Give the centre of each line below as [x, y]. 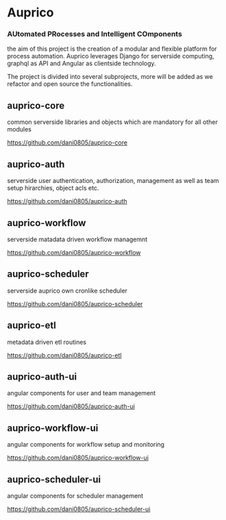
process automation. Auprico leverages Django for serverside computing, [111, 56]
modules [20, 129]
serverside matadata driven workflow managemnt [77, 239]
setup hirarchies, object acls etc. [53, 188]
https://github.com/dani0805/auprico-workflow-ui [78, 458]
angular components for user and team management [81, 393]
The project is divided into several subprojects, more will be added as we [110, 77]
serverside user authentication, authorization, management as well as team [113, 181]
